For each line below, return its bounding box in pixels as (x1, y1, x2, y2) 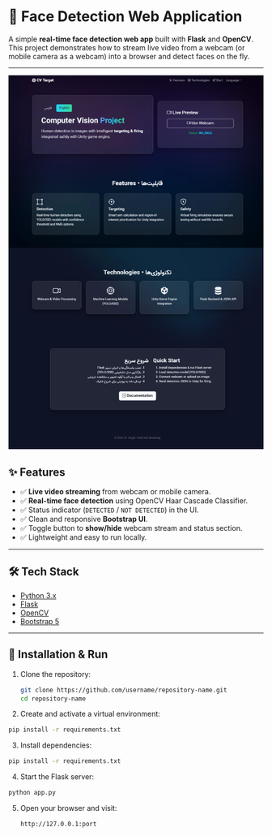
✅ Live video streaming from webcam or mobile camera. (19, 487, 211, 497)
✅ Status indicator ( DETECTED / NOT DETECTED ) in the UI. (19, 505, 199, 515)
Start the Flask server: (19, 772, 95, 782)
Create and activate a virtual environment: (19, 709, 160, 719)
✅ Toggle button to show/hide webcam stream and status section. (19, 524, 243, 533)
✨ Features (8, 465, 66, 479)
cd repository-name (19, 694, 87, 703)
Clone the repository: (19, 669, 91, 679)
